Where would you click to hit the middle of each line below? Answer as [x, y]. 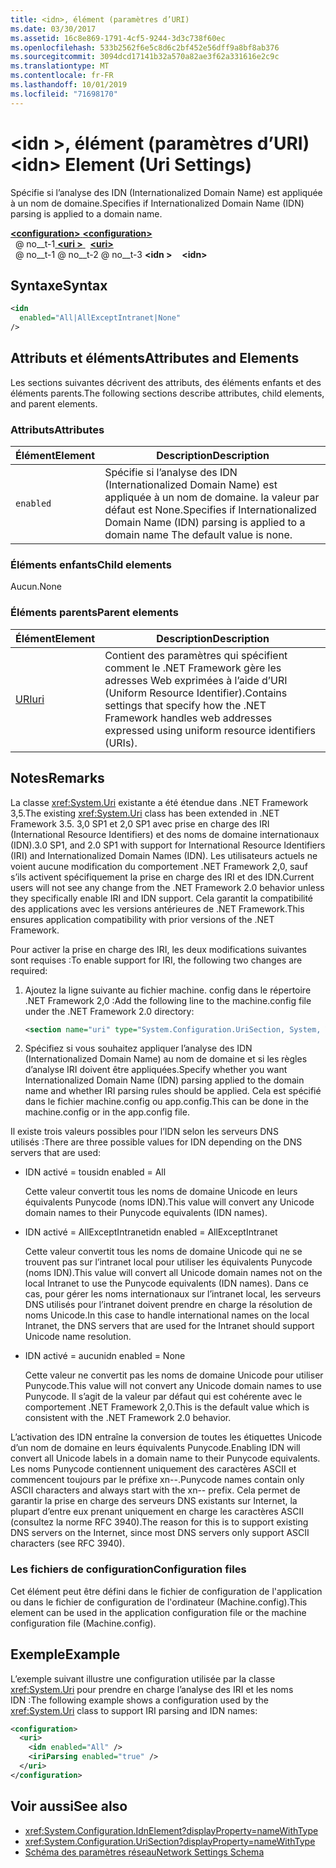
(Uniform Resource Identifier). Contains [196, 693]
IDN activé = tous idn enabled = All [95, 1172]
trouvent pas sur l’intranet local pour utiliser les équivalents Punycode [168, 1262]
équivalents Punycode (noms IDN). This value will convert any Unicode [169, 1202]
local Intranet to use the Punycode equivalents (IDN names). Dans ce [166, 1283]
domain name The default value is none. [198, 535]
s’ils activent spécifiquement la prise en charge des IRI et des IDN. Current [162, 877]
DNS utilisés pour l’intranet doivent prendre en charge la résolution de [168, 1305]
